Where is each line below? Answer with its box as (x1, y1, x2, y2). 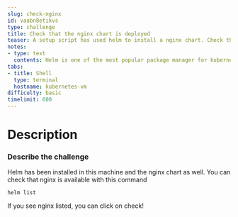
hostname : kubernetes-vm (13, 83, 87, 90)
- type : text (7, 50, 46, 57)
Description (7, 127, 78, 143)
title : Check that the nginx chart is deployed (7, 30, 151, 38)
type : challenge (7, 23, 55, 30)
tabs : (7, 63, 23, 70)
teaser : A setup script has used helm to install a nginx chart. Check (7, 37, 223, 44)
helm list (7, 189, 37, 196)
